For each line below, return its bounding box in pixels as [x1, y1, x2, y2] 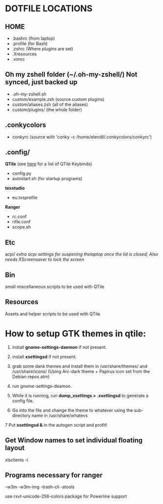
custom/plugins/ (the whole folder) [12, 106, 82, 113]
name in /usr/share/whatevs [31, 412, 88, 418]
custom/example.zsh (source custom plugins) [12, 96, 104, 102]
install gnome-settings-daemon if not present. [12, 344, 107, 350]
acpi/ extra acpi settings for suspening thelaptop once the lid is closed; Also [5, 251, 159, 257]
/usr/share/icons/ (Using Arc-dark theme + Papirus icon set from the [12, 368, 150, 374]
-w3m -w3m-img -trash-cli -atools [5, 484, 75, 490]
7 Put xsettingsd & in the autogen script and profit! [5, 422, 107, 428]
